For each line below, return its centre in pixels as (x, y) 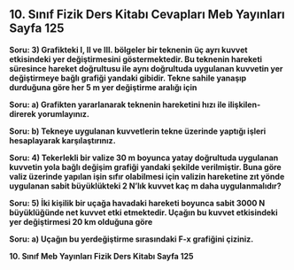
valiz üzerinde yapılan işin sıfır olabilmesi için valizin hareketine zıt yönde (147, 176)
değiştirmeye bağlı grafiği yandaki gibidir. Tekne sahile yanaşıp (128, 78)
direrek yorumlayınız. (50, 113)
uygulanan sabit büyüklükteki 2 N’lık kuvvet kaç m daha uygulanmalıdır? (145, 186)
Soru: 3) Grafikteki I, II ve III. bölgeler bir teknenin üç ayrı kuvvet (128, 50)
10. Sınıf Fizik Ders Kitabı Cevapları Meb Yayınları (147, 15)
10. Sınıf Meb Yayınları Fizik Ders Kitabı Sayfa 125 (101, 256)
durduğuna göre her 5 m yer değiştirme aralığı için (103, 87)
